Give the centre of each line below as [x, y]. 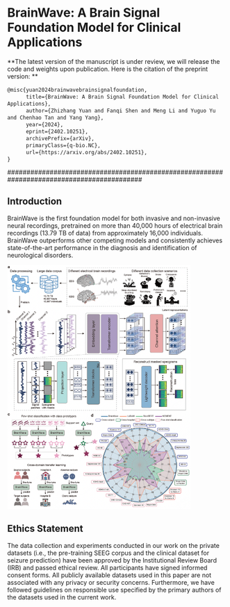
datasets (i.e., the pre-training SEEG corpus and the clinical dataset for [108, 553]
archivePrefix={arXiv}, [60, 138]
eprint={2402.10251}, [57, 131]
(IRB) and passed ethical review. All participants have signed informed [107, 567]
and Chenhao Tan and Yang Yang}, [56, 117]
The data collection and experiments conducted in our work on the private [114, 545]
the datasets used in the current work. [62, 597]
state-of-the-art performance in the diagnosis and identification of [102, 247]
